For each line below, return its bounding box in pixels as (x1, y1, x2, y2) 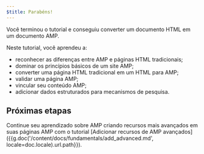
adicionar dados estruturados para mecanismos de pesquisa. (15, 88, 170, 95)
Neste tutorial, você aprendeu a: (6, 44, 87, 51)
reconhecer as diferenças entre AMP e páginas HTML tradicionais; (15, 55, 183, 63)
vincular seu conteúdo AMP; (15, 82, 87, 89)
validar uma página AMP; (15, 75, 79, 82)
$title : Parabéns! (6, 9, 53, 15)
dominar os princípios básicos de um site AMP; (15, 62, 134, 69)
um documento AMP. (6, 32, 60, 40)
